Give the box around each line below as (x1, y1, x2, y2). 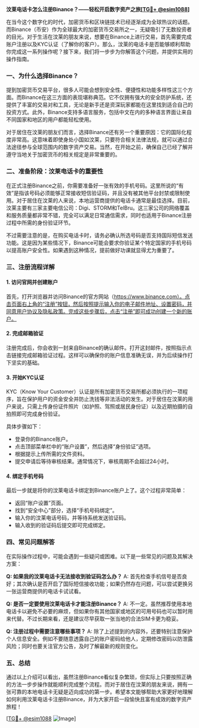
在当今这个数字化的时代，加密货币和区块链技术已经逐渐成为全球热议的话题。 (6, 18, 193, 26)
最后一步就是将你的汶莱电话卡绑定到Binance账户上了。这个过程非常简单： (6, 487, 187, 494)
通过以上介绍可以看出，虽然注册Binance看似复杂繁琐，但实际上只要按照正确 (6, 673, 192, 680)
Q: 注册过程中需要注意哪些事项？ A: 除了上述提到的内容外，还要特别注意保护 (6, 628, 192, 635)
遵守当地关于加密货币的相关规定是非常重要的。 (6, 151, 120, 158)
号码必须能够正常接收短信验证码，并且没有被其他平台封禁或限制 (29, 189, 185, 197)
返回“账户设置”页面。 (14, 499, 67, 507)
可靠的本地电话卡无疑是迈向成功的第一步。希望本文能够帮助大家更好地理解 (11, 688, 193, 695)
